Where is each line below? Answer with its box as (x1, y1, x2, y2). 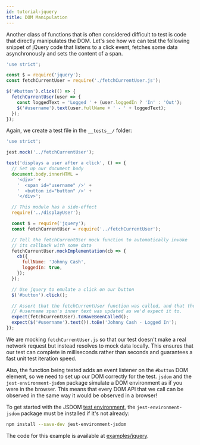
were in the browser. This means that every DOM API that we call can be (6, 385, 184, 392)
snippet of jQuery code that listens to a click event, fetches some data (6, 43, 178, 51)
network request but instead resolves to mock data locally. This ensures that (6, 342, 193, 349)
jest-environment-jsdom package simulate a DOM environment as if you (6, 379, 183, 386)
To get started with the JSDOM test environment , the (6, 403, 136, 410)
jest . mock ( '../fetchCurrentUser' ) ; (6, 149, 95, 155)
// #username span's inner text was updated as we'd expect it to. (11, 308, 183, 314)
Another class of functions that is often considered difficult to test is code (6, 30, 187, 38)
